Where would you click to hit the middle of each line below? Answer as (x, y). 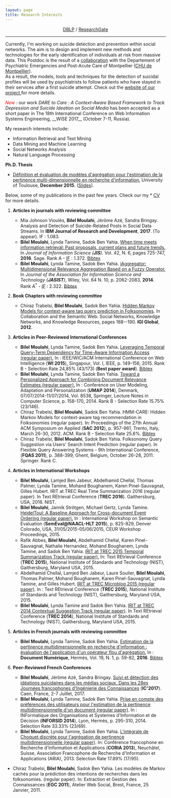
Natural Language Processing (44, 155)
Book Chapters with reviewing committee (57, 296)
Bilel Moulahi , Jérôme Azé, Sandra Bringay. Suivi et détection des (89, 677)
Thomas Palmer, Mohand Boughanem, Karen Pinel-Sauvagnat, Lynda (93, 579)
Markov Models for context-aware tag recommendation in (81, 418)
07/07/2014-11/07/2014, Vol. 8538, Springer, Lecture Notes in (84, 396)
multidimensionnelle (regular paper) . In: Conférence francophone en (92, 742)
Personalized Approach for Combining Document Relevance (83, 379)
